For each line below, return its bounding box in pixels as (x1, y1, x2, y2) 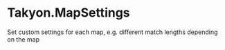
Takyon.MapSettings (7, 5, 130, 21)
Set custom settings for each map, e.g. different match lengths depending (7, 28, 218, 36)
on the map (7, 35, 40, 43)
